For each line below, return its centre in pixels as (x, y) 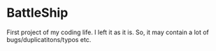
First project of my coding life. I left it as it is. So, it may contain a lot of (108, 32)
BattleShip (37, 13)
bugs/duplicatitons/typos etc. (49, 39)
